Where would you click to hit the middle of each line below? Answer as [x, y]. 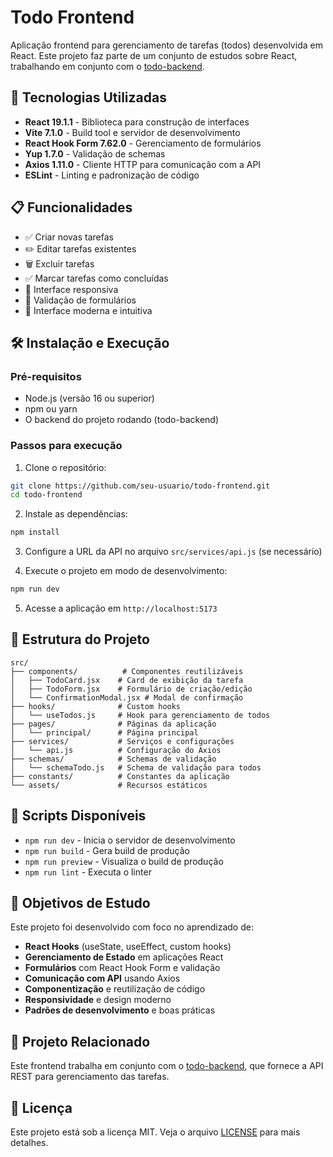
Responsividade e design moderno [98, 1000]
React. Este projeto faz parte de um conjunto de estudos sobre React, [154, 55]
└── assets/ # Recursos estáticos [109, 785]
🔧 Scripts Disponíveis [78, 816]
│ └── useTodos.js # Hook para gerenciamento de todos [140, 715]
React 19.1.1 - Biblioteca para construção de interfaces [137, 122]
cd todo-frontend [46, 495]
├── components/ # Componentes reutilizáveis [127, 671]
